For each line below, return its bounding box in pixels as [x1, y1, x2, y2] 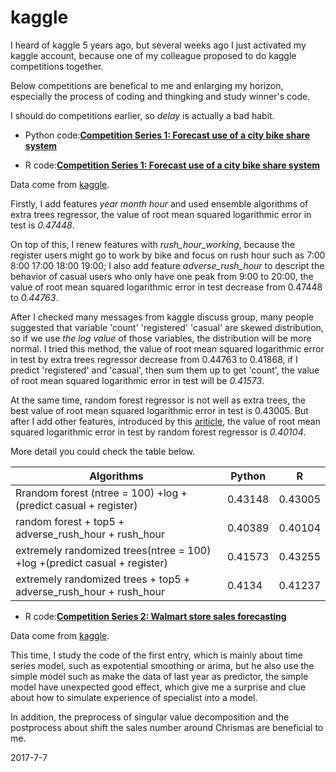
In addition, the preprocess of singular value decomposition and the [10, 711, 290, 723]
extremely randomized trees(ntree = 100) [15, 543, 212, 557]
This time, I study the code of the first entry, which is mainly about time [10, 649, 303, 661]
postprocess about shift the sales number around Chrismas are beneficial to [10, 721, 324, 733]
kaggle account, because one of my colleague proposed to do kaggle [10, 49, 297, 61]
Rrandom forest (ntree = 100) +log [15, 486, 179, 500]
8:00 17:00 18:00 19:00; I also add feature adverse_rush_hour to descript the [10, 259, 325, 271]
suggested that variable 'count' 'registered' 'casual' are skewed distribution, [10, 321, 324, 333]
